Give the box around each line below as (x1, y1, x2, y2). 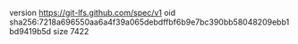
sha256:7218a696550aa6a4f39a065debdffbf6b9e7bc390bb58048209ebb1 (9, 17, 290, 27)
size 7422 (53, 26, 89, 36)
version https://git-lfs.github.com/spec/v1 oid (9, 8, 176, 18)
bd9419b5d (9, 26, 52, 36)
